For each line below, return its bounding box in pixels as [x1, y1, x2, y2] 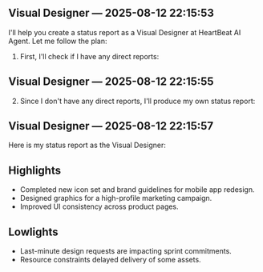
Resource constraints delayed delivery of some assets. [19, 255, 202, 265]
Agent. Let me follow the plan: [8, 36, 107, 46]
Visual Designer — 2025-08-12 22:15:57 [8, 119, 214, 133]
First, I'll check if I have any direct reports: [19, 51, 160, 61]
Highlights [8, 163, 62, 177]
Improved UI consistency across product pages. [19, 202, 179, 211]
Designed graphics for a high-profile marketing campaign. [19, 194, 212, 203]
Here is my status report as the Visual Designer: [8, 140, 166, 150]
